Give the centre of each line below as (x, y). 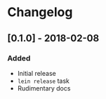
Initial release (37, 73)
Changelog (40, 12)
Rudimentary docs (44, 88)
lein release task (44, 81)
